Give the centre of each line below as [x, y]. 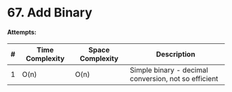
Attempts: [22, 32]
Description [175, 54]
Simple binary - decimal [169, 70]
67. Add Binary [50, 13]
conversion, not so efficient [174, 79]
